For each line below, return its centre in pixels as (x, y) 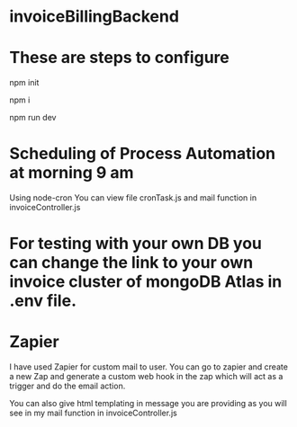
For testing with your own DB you (136, 244)
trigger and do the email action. (67, 386)
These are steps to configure (119, 58)
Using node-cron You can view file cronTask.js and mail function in (133, 198)
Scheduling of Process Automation (143, 154)
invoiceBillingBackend (94, 17)
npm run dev (33, 118)
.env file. (43, 301)
